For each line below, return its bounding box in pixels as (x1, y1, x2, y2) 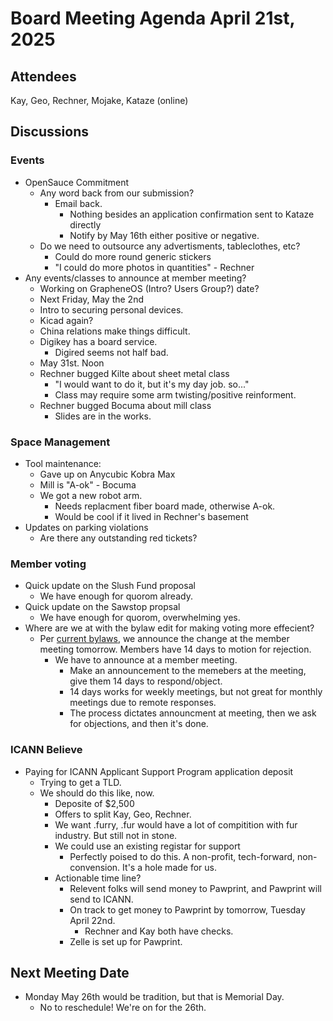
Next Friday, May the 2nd (39, 293, 144, 305)
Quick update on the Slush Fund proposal (24, 580, 196, 592)
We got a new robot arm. (39, 489, 143, 501)
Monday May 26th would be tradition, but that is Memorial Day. (24, 991, 285, 1003)
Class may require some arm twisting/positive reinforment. (54, 388, 297, 401)
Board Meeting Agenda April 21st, (10, 7, 295, 30)
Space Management (10, 435, 111, 449)
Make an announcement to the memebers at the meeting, (69, 665, 307, 677)
